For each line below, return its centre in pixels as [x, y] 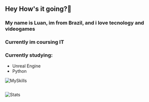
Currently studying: [29, 55]
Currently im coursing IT [35, 42]
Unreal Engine [26, 66]
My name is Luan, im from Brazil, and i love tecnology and [74, 23]
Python [19, 71]
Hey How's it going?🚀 [38, 9]
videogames [20, 29]
